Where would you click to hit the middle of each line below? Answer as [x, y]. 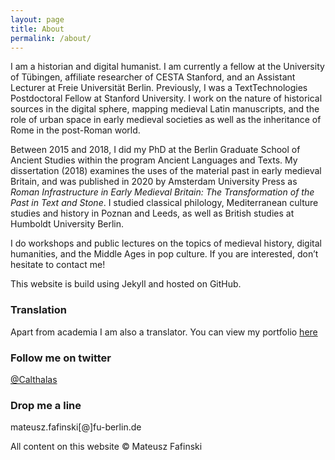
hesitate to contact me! [58, 265]
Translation [38, 310]
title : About [37, 29]
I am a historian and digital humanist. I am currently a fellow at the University [167, 67]
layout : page [37, 19]
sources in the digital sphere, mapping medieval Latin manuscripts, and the [165, 109]
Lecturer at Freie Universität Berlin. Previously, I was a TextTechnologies [159, 88]
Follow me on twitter [61, 358]
